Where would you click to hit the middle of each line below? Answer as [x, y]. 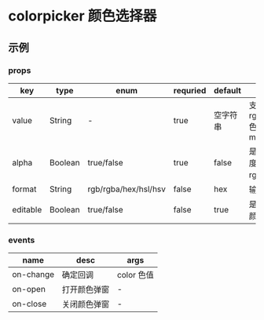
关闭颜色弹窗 [86, 304]
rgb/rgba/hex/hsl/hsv [127, 189]
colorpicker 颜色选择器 [82, 16]
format [24, 189]
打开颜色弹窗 [86, 289]
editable [27, 209]
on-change [33, 275]
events [22, 240]
